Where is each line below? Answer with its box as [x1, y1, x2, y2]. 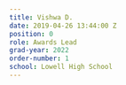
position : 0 [9, 29, 53, 38]
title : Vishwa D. [9, 12, 74, 22]
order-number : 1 [9, 54, 69, 63]
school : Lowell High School [9, 63, 114, 72]
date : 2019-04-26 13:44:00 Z [9, 21, 117, 30]
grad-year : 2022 [9, 46, 69, 55]
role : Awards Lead [9, 37, 77, 47]
